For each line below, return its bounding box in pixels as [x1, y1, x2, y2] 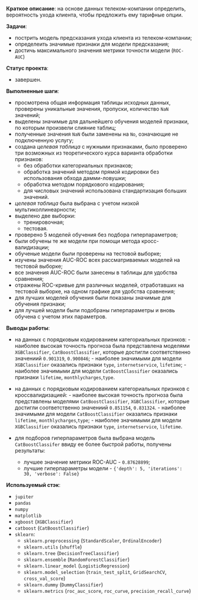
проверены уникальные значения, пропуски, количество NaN [14, 105, 169, 112]
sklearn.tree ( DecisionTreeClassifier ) [23, 550, 119, 556]
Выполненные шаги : [6, 88, 59, 94]
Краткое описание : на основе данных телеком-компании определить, [6, 5, 186, 12]
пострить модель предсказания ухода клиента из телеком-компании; [14, 34, 192, 41]
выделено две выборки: [14, 213, 76, 219]
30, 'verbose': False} [23, 471, 80, 477]
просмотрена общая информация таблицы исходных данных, [14, 99, 171, 106]
